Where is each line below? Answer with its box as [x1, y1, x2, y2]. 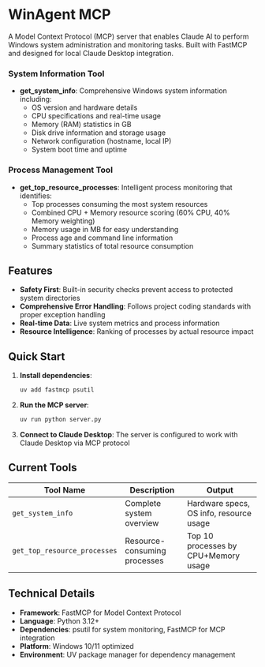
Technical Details [8, 586, 95, 601]
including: [19, 95, 52, 104]
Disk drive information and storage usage [31, 128, 166, 137]
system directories [19, 294, 80, 303]
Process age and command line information [31, 233, 174, 242]
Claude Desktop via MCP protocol [19, 438, 130, 448]
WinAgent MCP [8, 6, 111, 24]
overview [125, 517, 159, 528]
